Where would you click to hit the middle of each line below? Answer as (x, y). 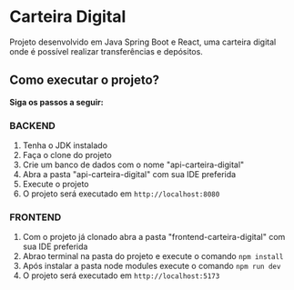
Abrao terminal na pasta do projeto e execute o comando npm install (153, 256)
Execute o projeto (56, 185)
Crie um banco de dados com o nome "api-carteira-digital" (133, 165)
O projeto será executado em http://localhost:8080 (121, 194)
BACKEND (33, 125)
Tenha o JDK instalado (65, 145)
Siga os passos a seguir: (56, 102)
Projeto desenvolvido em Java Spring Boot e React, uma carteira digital (143, 42)
